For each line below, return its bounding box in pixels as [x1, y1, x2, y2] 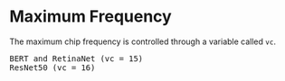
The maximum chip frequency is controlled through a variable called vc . [9, 36, 276, 47]
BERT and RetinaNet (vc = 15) [9, 53, 144, 64]
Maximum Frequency [9, 6, 172, 27]
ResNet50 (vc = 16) [9, 62, 96, 73]
